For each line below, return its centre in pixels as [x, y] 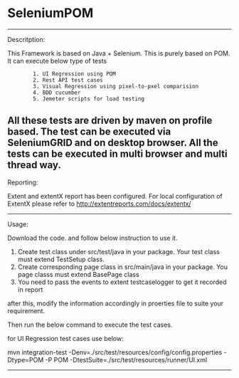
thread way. [34, 165]
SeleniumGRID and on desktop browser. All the [113, 143]
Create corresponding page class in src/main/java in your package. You [123, 267]
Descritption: [26, 39]
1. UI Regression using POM [74, 74]
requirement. [26, 310]
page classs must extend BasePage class [79, 274]
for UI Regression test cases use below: [65, 338]
